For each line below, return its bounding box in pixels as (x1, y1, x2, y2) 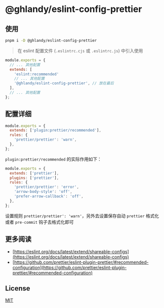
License (5, 284, 30, 293)
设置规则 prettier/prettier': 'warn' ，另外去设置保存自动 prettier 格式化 (5, 213, 160, 219)
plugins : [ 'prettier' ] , (9, 175, 59, 180)
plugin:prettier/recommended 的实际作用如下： (5, 156, 102, 162)
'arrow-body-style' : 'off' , (14, 189, 72, 194)
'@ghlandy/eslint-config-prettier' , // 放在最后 (14, 81, 114, 86)
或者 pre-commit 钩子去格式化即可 (5, 219, 74, 225)
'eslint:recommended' (14, 71, 59, 77)
